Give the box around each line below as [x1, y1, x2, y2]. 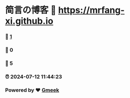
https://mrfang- [58, 4, 125, 16]
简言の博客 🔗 [5, 4, 57, 16]
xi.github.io [5, 15, 53, 27]
